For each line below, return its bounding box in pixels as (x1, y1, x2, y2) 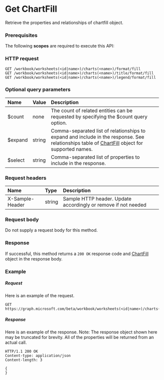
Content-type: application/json (5, 353, 71, 358)
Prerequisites (5, 32, 38, 39)
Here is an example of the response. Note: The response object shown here (5, 329, 158, 335)
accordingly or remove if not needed (62, 202, 146, 209)
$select (7, 157, 25, 164)
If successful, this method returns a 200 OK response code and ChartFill (5, 251, 149, 257)
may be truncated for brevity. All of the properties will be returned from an (5, 334, 154, 340)
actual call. (5, 339, 27, 345)
